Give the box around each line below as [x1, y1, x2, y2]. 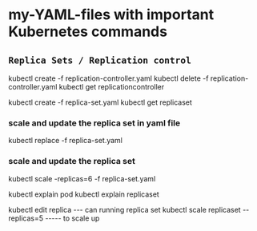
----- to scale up [45, 213, 100, 223]
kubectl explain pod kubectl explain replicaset [8, 189, 160, 199]
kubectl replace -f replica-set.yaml [8, 136, 122, 145]
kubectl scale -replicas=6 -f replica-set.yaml [8, 173, 156, 183]
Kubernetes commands [8, 22, 168, 41]
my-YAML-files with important [8, 6, 215, 24]
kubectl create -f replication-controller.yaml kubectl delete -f [8, 74, 209, 83]
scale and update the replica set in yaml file [8, 117, 181, 129]
